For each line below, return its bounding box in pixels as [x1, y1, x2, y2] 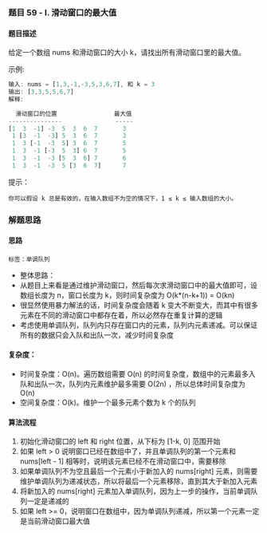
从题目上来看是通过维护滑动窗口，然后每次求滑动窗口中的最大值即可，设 [19, 280, 257, 290]
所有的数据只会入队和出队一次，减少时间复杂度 [19, 330, 174, 340]
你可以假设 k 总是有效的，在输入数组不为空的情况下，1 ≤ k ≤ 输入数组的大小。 [8, 194, 238, 203]
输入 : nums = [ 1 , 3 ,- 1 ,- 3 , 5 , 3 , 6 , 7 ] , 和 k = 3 [8, 81, 155, 89]
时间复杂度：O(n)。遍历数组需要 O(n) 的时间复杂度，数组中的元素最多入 [19, 369, 257, 379]
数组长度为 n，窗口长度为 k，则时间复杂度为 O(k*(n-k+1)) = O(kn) [19, 290, 235, 300]
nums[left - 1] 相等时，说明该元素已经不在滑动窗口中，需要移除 [19, 456, 226, 466]
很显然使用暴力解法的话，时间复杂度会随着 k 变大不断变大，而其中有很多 [19, 300, 259, 310]
